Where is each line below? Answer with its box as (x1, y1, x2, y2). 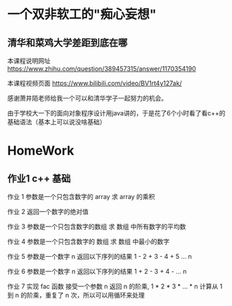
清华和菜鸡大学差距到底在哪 (7, 37, 128, 49)
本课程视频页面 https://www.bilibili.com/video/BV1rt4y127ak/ (7, 79, 182, 87)
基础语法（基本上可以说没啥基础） (7, 117, 106, 126)
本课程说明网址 (7, 57, 51, 65)
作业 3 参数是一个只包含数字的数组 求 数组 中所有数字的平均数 (7, 222, 186, 231)
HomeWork (7, 143, 75, 159)
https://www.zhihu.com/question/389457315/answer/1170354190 (7, 65, 196, 72)
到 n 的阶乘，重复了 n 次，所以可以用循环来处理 (7, 291, 146, 299)
